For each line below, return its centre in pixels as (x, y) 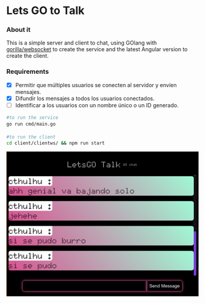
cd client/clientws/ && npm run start (56, 143)
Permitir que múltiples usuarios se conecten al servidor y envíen (96, 85)
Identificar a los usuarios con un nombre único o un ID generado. (97, 105)
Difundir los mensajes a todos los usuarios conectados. (85, 98)
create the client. (27, 56)
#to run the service (33, 117)
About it (19, 30)
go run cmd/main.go (31, 124)
